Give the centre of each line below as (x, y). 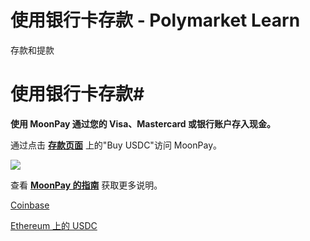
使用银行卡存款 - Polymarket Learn (155, 20)
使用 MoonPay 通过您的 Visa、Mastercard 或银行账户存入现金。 (143, 123)
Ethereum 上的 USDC (54, 225)
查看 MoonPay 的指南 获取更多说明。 (86, 185)
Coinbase (30, 205)
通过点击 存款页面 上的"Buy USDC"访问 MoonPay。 (116, 145)
